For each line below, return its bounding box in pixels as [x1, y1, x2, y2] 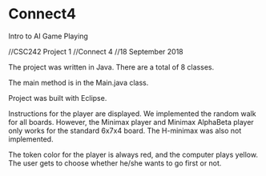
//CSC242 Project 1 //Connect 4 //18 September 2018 [8, 46, 183, 56]
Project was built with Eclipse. [8, 93, 107, 102]
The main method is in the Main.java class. [8, 78, 149, 87]
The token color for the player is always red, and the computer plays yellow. [8, 150, 259, 159]
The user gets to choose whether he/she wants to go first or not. [8, 158, 222, 168]
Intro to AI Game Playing [8, 31, 88, 41]
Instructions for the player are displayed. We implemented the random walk [8, 109, 256, 118]
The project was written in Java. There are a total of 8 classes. [8, 62, 215, 72]
